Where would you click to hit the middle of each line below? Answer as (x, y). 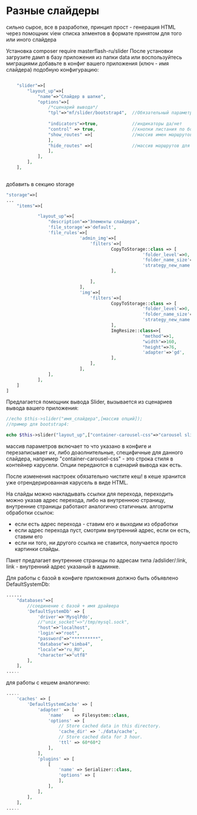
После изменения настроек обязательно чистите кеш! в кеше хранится (96, 476)
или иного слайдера (31, 39)
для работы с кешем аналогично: (48, 683)
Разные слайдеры (53, 11)
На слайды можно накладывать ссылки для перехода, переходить (90, 494)
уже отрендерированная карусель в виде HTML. (67, 483)
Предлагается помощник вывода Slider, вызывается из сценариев (89, 402)
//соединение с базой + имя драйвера (73, 606)
